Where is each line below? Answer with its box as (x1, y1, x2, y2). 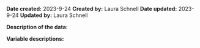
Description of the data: (6, 24, 69, 30)
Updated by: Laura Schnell (20, 12, 88, 19)
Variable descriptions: (6, 35, 64, 42)
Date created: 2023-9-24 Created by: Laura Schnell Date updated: (6, 5, 177, 12)
